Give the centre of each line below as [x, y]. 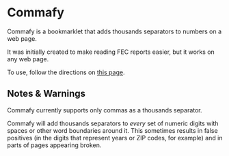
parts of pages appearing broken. [54, 145]
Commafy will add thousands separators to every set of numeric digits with [113, 123]
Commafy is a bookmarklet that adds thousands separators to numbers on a [114, 31]
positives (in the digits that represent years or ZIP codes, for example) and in [115, 138]
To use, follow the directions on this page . [66, 72]
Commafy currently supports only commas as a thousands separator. [105, 110]
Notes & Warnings [46, 94]
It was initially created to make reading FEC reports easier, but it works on [111, 52]
